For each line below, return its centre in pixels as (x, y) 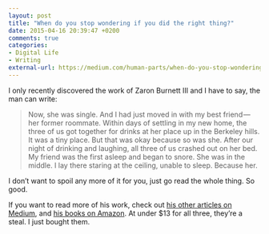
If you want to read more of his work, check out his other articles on (120, 204)
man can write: (33, 99)
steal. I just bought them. (49, 221)
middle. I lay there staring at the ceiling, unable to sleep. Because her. (143, 165)
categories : (28, 46)
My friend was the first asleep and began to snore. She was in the (137, 157)
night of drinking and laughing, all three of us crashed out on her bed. (143, 148)
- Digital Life (34, 53)
